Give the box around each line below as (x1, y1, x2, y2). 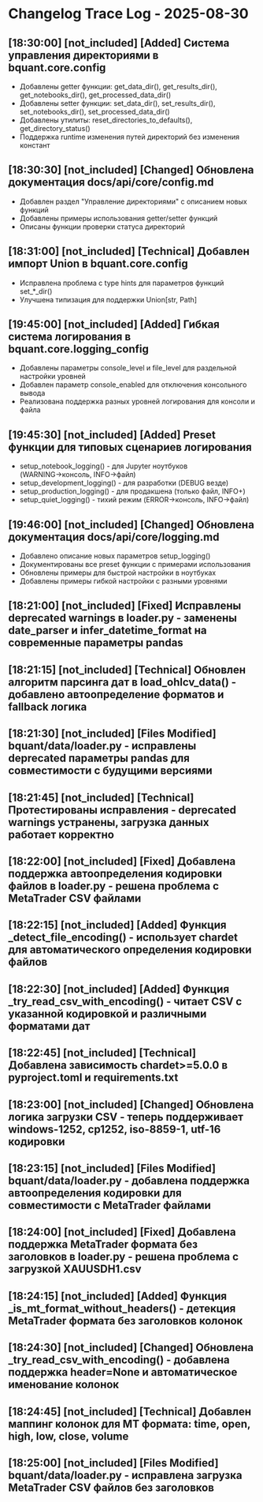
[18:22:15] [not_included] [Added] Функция (8, 918, 227, 932)
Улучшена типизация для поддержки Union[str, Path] (19, 295, 198, 304)
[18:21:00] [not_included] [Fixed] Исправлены (8, 599, 242, 613)
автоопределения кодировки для (8, 1186, 183, 1200)
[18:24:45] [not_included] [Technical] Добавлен (8, 1405, 252, 1418)
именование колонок (8, 1378, 120, 1391)
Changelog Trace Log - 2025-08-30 (8, 5, 250, 23)
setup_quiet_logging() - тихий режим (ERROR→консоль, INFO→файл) (19, 495, 250, 505)
